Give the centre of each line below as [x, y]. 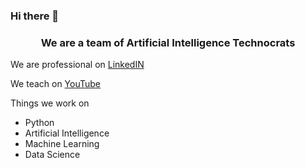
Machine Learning [62, 144]
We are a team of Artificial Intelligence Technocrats [168, 42]
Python [39, 123]
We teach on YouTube [56, 84]
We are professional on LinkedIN [77, 65]
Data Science [52, 155]
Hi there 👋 [35, 16]
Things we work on [50, 103]
